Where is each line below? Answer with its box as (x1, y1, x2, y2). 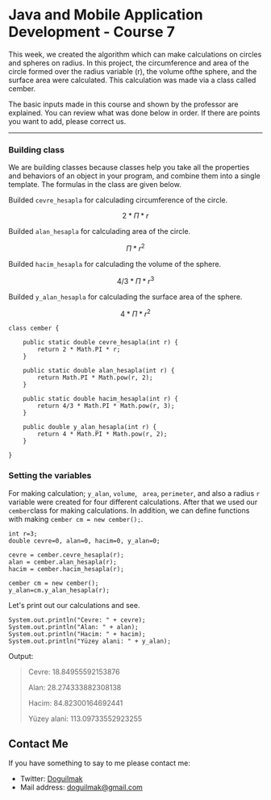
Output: (8, 651, 34, 660)
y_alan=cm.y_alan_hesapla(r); (8, 586, 110, 594)
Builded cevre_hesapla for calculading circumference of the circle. (8, 195, 228, 205)
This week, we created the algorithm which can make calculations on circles (8, 49, 262, 59)
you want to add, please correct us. (8, 116, 127, 126)
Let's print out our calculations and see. (8, 600, 140, 610)
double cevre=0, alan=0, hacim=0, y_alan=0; (8, 536, 161, 545)
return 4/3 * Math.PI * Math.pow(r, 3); (37, 402, 175, 410)
